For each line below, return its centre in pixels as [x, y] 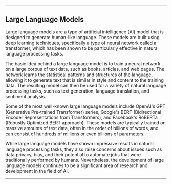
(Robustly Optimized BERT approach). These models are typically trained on [85, 123]
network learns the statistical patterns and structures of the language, [79, 75]
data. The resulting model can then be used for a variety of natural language [86, 85]
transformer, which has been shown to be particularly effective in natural [82, 48]
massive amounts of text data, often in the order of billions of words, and [82, 128]
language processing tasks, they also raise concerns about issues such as [84, 149]
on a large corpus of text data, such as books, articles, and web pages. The [85, 69]
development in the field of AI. [37, 171]
